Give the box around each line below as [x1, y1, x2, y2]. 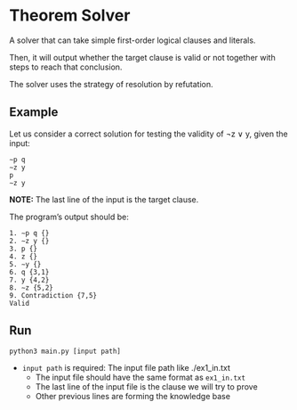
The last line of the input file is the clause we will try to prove [35, 381, 258, 392]
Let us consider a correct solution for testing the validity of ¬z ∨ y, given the [9, 128, 288, 139]
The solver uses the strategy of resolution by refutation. [9, 78, 213, 89]
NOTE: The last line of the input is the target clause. [9, 193, 199, 205]
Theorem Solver [9, 5, 131, 26]
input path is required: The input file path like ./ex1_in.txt [21, 362, 231, 373]
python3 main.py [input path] [9, 347, 122, 356]
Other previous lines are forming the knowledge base [35, 390, 231, 401]
